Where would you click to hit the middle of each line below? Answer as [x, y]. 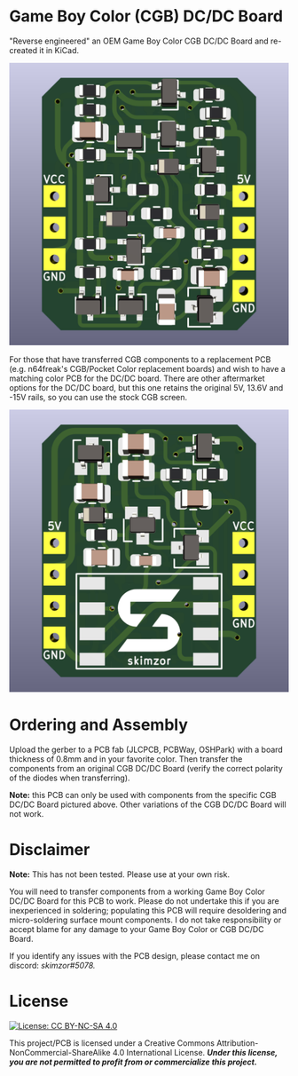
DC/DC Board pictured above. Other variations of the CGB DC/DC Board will [148, 804]
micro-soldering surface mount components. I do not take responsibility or [145, 920]
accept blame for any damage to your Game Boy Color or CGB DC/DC [137, 929]
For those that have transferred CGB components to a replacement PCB [140, 359]
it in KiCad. [59, 50]
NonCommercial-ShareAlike [60, 1052]
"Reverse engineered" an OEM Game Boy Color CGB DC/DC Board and [139, 41]
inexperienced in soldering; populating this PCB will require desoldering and [148, 910]
